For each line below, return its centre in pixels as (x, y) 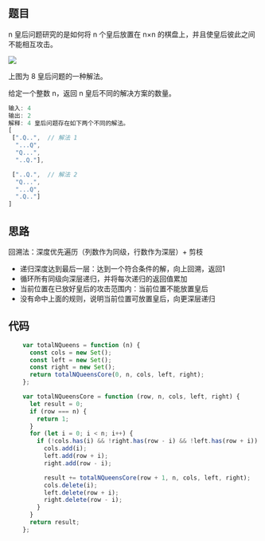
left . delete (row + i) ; (81, 492)
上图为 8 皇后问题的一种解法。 (58, 76)
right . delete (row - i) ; (83, 500)
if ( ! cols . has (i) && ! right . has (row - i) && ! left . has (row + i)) (148, 441)
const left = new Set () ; (70, 360)
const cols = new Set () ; (70, 353)
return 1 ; (53, 419)
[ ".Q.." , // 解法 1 (45, 138)
